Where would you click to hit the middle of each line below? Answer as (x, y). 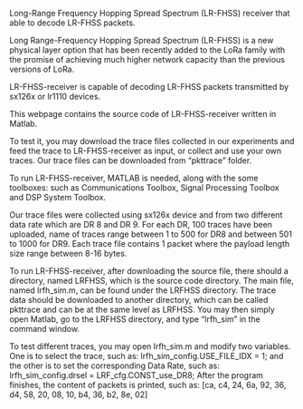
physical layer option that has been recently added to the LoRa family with (147, 50)
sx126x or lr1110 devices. (55, 96)
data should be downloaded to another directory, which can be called (139, 300)
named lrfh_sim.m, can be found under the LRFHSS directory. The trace (143, 290)
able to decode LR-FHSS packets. (72, 23)
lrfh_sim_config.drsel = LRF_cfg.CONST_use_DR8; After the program (137, 375)
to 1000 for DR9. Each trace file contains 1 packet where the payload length (150, 243)
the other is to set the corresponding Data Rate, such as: (114, 365)
